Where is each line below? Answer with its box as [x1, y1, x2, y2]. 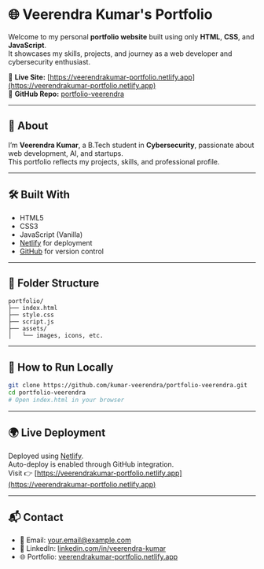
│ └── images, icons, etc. [8, 332, 104, 340]
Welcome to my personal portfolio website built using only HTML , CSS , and [8, 31, 255, 41]
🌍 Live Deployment [8, 427, 106, 440]
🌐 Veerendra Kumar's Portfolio [8, 6, 213, 24]
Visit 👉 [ [8, 468, 38, 478]
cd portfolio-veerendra [8, 389, 86, 397]
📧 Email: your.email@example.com [19, 535, 131, 545]
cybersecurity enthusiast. [8, 57, 91, 66]
